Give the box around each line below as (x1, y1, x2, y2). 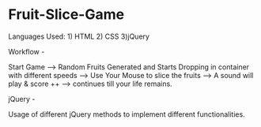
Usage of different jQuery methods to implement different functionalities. (8, 109, 245, 119)
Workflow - (8, 47, 45, 56)
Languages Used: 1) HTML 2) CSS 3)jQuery (8, 32, 150, 41)
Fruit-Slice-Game (8, 6, 125, 24)
